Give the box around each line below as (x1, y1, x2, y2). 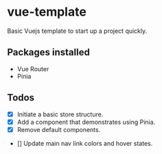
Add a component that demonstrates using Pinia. (16, 118, 156, 126)
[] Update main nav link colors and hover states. (16, 139, 153, 147)
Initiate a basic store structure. (16, 110, 104, 118)
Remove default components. (16, 125, 101, 133)
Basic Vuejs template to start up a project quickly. (7, 27, 148, 35)
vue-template (7, 4, 87, 20)
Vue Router (16, 64, 49, 73)
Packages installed (7, 47, 91, 58)
